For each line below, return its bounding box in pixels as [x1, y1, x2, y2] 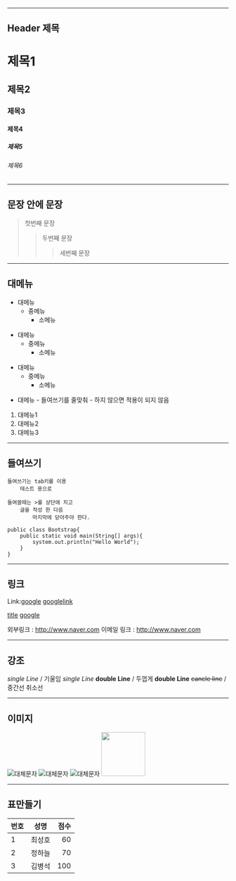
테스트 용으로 [20, 485, 53, 493]
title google [7, 611, 40, 619]
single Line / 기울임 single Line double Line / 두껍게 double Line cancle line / [7, 675, 227, 683]
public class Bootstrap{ [7, 526, 80, 533]
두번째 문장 [41, 234, 72, 242]
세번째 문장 [59, 248, 90, 257]
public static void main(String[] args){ [20, 532, 143, 539]
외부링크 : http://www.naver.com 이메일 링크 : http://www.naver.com [7, 626, 202, 634]
